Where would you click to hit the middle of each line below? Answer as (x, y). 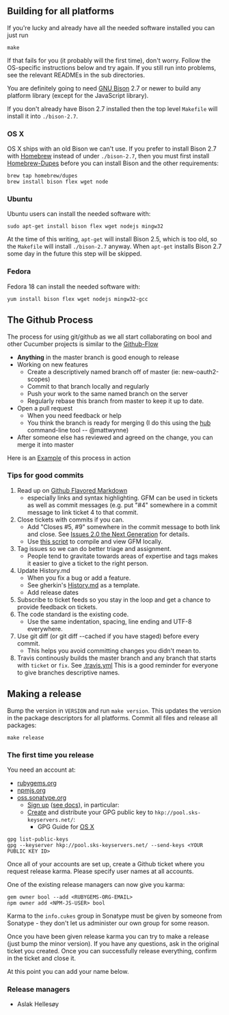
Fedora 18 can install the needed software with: (73, 286)
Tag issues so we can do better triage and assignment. (94, 548)
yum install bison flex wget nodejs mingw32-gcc (78, 299)
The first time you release (51, 755)
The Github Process (50, 320)
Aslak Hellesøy (38, 1004)
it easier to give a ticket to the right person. (88, 563)
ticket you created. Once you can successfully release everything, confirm (112, 951)
